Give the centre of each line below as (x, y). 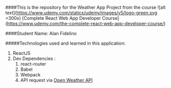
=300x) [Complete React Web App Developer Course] (62, 18)
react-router (33, 64)
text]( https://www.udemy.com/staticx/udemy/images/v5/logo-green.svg (81, 13)
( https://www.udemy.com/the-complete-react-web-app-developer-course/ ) (85, 23)
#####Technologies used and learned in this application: (66, 43)
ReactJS (22, 53)
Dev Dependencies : (34, 58)
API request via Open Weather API (57, 80)
